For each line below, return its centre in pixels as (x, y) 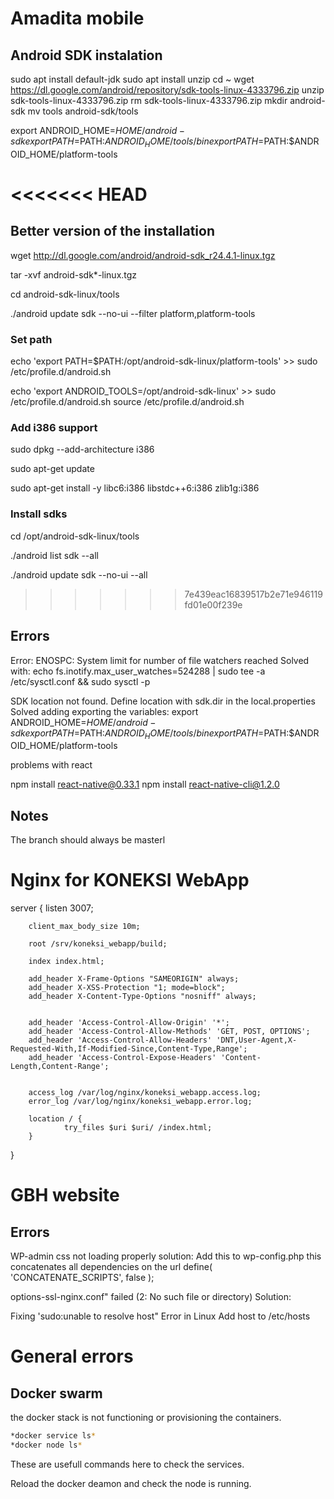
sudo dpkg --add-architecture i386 (82, 449)
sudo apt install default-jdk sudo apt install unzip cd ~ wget (132, 79)
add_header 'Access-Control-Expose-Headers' (122, 1058)
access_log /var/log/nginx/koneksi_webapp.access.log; (145, 1093)
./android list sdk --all (54, 555)
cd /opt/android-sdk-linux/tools (75, 536)
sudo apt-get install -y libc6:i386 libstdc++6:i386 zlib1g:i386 (135, 488)
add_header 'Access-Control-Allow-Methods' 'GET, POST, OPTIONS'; (169, 1032)
